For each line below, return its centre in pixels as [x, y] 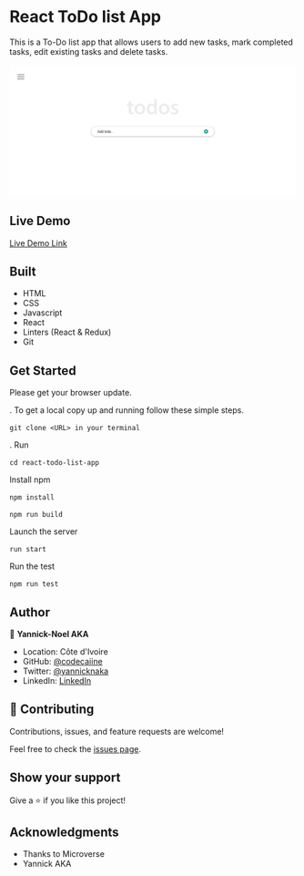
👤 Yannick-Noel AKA [49, 634]
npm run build [36, 515]
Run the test [32, 566]
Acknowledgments [65, 833]
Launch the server [44, 531]
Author [30, 612]
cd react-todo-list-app [55, 463]
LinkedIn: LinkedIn [57, 681]
